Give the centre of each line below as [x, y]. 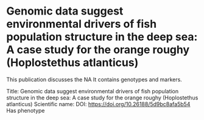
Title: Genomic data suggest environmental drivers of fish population [93, 91]
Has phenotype [26, 110]
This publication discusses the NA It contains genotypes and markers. [94, 79]
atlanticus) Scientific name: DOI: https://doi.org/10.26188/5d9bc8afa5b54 [98, 104]
